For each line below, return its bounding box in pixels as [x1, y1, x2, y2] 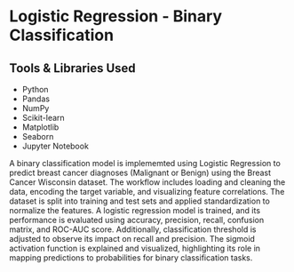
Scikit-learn [21, 113, 65, 123]
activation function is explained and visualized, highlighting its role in [9, 243, 260, 253]
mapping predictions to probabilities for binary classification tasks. [9, 252, 253, 263]
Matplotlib [21, 122, 60, 132]
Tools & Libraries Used [9, 60, 136, 76]
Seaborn [21, 132, 54, 141]
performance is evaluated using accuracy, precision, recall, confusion [9, 215, 265, 225]
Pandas [21, 93, 51, 104]
